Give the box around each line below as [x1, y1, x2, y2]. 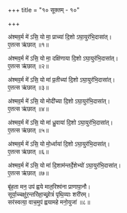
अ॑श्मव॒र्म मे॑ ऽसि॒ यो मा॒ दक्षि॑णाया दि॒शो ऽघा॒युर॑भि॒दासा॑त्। [8, 54, 119, 62]
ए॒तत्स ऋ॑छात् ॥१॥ [8, 40, 49, 49]
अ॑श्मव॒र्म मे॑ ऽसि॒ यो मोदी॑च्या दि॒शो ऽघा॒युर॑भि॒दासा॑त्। [8, 97, 111, 105]
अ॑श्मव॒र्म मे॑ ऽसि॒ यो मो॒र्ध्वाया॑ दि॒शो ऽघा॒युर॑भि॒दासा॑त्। [8, 140, 111, 148]
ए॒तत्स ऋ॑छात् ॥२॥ [8, 62, 49, 70]
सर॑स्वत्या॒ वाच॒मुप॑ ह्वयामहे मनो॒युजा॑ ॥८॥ [8, 198, 91, 206]
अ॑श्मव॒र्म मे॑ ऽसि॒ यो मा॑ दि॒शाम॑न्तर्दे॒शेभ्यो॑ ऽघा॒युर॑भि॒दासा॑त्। [8, 161, 122, 169]
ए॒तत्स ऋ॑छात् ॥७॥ [8, 169, 49, 177]
